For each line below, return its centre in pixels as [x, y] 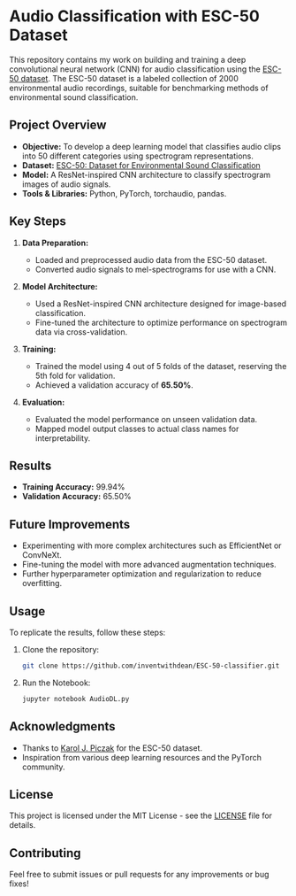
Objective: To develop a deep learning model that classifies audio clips [151, 146]
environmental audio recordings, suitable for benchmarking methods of [139, 88]
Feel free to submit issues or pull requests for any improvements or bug [139, 875]
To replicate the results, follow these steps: [87, 632]
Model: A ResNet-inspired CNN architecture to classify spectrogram [146, 174]
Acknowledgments [63, 726]
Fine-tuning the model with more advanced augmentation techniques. [149, 565]
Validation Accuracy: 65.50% [76, 497]
